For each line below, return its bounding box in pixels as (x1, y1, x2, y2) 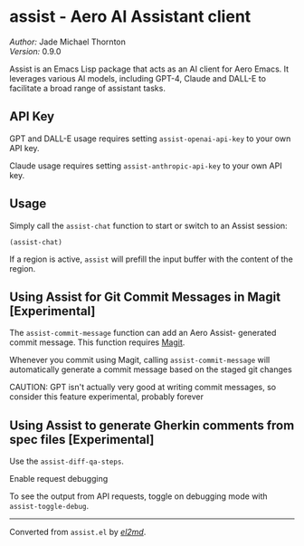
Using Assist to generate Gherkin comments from (9, 417, 295, 433)
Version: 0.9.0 (9, 45, 62, 56)
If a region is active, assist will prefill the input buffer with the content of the (9, 254, 294, 264)
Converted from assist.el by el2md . (9, 527, 147, 538)
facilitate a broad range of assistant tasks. (9, 82, 166, 93)
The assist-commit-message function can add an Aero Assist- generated (9, 328, 277, 339)
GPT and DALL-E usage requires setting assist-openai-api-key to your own (9, 133, 291, 144)
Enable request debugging (9, 474, 109, 484)
